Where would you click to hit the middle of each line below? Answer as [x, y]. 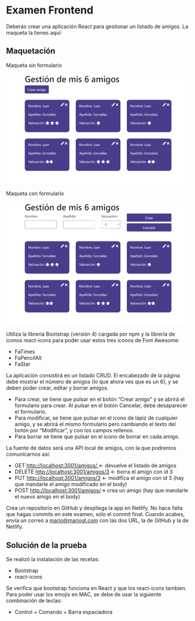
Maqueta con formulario [35, 193]
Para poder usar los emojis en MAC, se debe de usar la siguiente [84, 595]
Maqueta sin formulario [34, 65]
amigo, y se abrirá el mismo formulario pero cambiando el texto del [95, 424]
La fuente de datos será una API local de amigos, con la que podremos [91, 448]
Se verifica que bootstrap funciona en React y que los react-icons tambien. [96, 588]
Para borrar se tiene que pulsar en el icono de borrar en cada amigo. [97, 436]
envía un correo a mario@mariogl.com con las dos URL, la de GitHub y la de [97, 521]
